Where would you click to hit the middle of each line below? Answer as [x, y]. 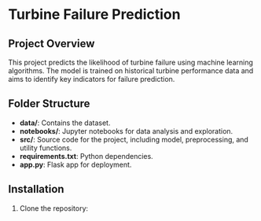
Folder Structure [49, 104]
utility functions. [46, 148]
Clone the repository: [54, 208]
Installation [36, 189]
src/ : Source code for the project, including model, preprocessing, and [134, 139]
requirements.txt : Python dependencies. [86, 156]
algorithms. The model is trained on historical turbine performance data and [131, 71]
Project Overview [51, 44]
